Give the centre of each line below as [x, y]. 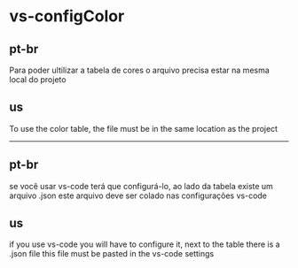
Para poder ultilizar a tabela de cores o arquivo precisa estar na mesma [140, 70]
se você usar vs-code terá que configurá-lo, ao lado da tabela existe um [141, 186]
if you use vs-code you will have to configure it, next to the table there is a [145, 244]
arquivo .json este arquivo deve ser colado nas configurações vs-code [138, 195]
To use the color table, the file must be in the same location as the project [143, 128]
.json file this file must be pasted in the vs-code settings [112, 254]
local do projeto [38, 80]
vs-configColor [67, 16]
